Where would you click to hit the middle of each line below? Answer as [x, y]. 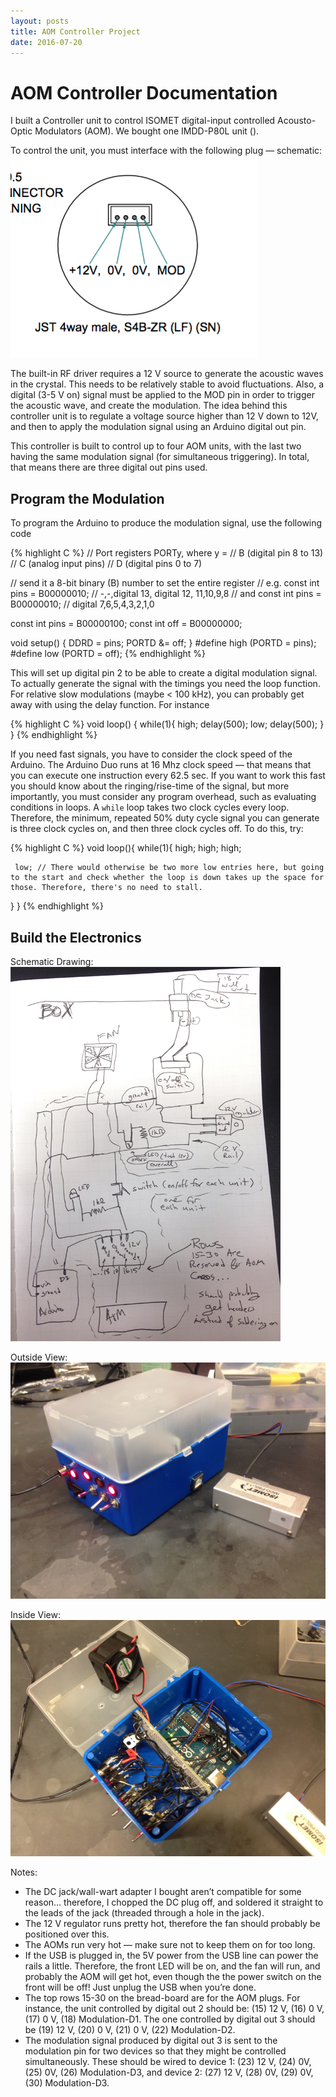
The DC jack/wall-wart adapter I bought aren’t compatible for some [163, 1891]
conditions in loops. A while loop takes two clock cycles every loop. [150, 807]
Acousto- [297, 121]
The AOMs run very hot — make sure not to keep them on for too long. [170, 1944]
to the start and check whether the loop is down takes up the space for [167, 878]
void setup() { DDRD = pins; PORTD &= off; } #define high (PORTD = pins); [163, 643]
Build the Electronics [76, 937]
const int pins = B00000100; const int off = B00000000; [126, 624]
